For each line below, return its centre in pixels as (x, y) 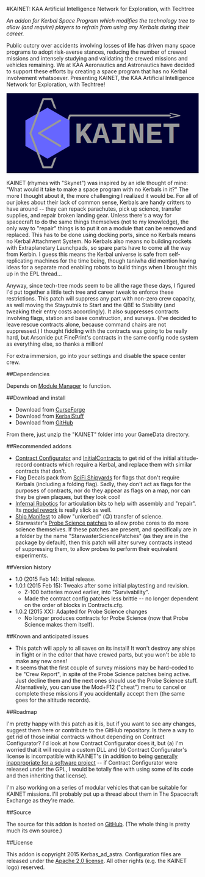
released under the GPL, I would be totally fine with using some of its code (100, 769)
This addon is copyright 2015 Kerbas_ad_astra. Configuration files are (94, 854)
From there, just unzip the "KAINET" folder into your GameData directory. (98, 434)
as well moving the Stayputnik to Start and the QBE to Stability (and (91, 305)
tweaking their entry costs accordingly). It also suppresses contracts (92, 311)
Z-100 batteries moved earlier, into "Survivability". (87, 592)
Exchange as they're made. (41, 800)
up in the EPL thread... (34, 274)
